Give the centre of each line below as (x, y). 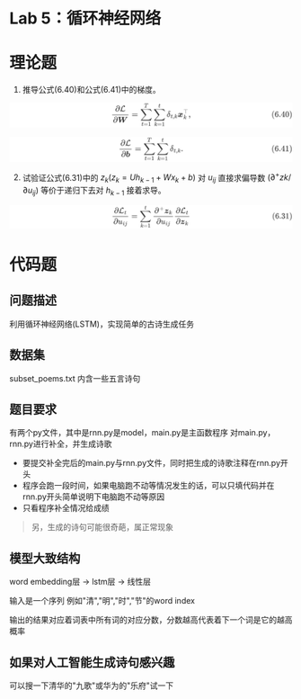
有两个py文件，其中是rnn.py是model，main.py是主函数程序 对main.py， (142, 433)
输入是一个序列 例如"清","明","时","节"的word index (102, 601)
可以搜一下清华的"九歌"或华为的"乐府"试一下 (92, 686)
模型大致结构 (45, 558)
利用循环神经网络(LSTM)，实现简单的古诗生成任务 (102, 324)
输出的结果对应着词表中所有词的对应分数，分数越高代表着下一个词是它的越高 (151, 620)
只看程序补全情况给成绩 (66, 508)
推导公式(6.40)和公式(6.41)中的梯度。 (92, 90)
